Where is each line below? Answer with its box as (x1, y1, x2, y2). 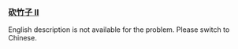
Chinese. (8, 33, 37, 43)
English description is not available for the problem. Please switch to (8, 25, 230, 34)
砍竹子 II (8, 6, 39, 17)
